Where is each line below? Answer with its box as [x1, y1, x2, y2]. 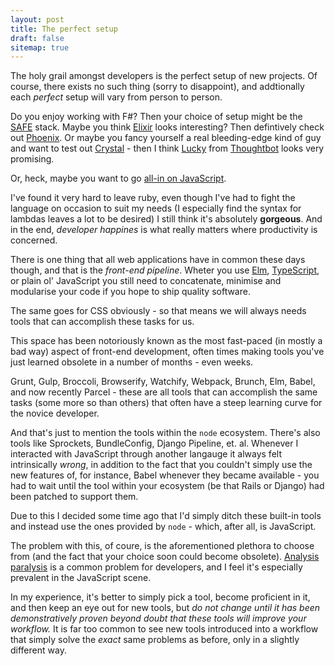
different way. [10, 644, 67, 656]
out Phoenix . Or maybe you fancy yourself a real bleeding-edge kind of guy [10, 132, 322, 144]
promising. [10, 153, 55, 165]
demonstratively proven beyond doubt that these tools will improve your [10, 612, 307, 625]
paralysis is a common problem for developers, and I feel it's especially [10, 561, 303, 573]
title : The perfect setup [10, 24, 118, 34]
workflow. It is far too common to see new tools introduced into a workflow [10, 623, 319, 635]
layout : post [10, 14, 65, 25]
